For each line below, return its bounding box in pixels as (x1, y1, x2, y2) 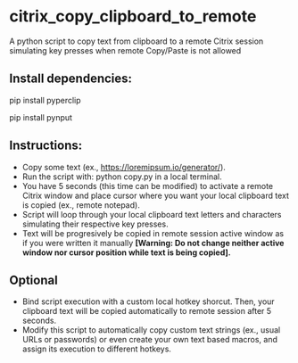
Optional (9, 272, 58, 287)
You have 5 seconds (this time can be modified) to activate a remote (21, 180, 274, 191)
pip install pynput (9, 111, 73, 122)
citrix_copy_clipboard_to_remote (9, 6, 257, 27)
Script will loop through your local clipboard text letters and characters (21, 209, 282, 219)
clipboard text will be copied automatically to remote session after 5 (21, 306, 272, 317)
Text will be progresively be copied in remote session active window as (21, 227, 284, 238)
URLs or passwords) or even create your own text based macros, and (21, 334, 278, 345)
